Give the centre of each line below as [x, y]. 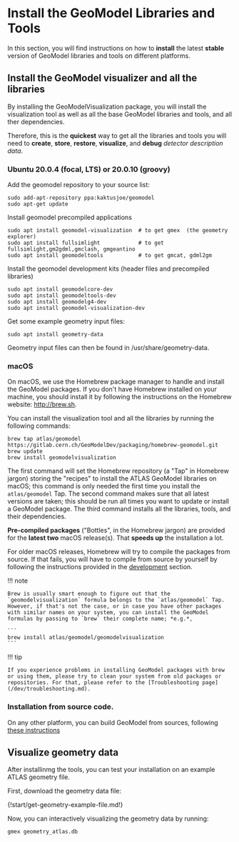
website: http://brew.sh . [42, 404]
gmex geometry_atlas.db [43, 832]
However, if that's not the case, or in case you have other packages [115, 606]
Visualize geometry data [63, 752]
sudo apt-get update [38, 204]
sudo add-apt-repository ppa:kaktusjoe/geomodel [81, 198]
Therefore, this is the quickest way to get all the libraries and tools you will [117, 135]
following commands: [39, 426]
